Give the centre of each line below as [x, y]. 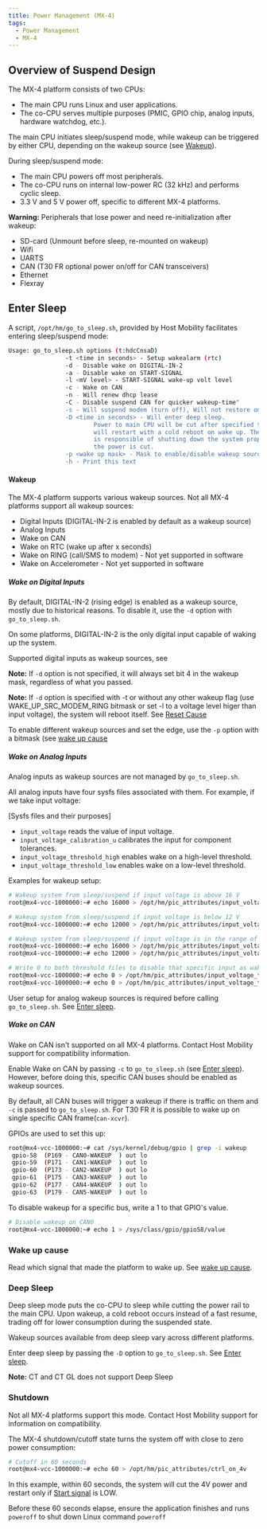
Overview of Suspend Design [82, 70]
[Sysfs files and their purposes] [60, 816]
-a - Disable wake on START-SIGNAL [124, 373]
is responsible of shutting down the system [168, 440]
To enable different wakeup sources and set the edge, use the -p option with [133, 730]
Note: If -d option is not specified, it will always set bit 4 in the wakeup [124, 674]
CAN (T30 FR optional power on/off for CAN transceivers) [114, 267]
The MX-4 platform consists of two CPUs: [77, 89]
